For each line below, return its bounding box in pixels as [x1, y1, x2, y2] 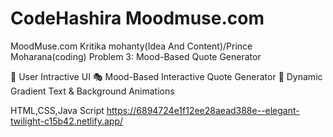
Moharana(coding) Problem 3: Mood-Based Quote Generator [10, 50, 262, 62]
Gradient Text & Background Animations [10, 85, 175, 97]
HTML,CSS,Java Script [10, 104, 105, 116]
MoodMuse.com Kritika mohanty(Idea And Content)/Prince [10, 40, 253, 52]
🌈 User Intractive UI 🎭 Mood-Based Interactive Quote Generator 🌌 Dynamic [10, 70, 323, 82]
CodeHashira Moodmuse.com [10, 7, 265, 30]
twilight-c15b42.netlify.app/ [10, 115, 124, 127]
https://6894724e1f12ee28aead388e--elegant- [106, 104, 300, 116]
